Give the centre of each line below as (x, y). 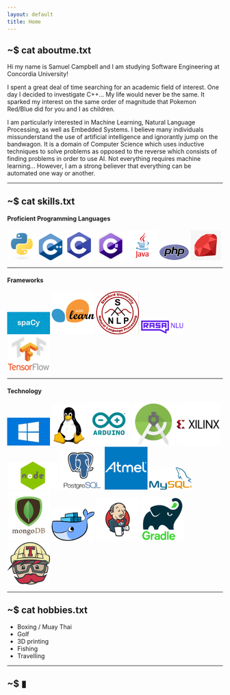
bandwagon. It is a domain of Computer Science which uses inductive (106, 144)
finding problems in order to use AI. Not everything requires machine (104, 159)
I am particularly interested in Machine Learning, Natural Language (101, 123)
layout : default (30, 14)
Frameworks (25, 280)
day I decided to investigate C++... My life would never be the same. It (106, 94)
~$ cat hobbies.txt (47, 610)
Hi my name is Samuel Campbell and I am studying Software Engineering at (114, 67)
